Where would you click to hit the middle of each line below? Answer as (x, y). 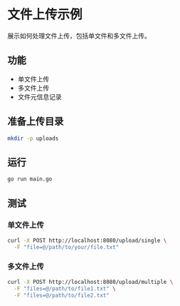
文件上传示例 (45, 15)
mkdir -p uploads (33, 138)
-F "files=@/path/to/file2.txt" (62, 295)
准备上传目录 (36, 122)
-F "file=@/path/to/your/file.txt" (67, 247)
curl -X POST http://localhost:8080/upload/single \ (87, 240)
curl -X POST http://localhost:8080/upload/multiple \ (90, 282)
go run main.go (30, 179)
